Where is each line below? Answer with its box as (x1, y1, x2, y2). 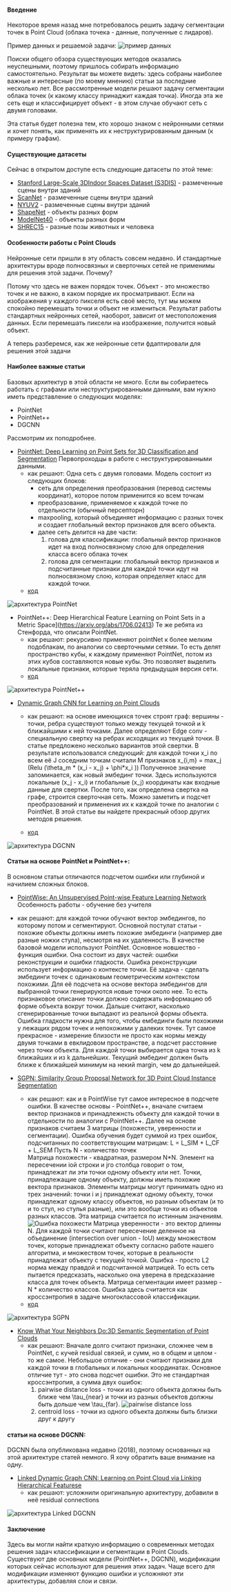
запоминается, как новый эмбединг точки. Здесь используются (27, 770, 217, 779)
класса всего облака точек (48, 549, 128, 558)
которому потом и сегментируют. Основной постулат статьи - (17, 921, 202, 930)
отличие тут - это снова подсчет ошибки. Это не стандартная (27, 1370, 210, 1379)
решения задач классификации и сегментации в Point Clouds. (7, 1548, 190, 1556)
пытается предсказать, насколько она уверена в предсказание (27, 1270, 215, 1279)
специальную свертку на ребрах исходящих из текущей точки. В (27, 734, 220, 742)
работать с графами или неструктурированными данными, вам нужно (7, 385, 216, 393)
